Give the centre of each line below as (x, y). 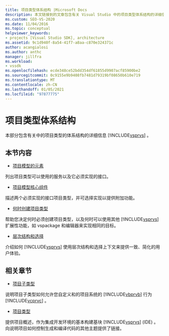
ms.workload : (19, 61)
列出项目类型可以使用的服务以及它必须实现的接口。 (58, 177)
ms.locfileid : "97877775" (32, 94)
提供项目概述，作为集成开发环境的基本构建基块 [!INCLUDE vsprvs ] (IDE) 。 (82, 322)
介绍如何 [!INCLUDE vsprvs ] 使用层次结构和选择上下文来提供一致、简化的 (80, 247)
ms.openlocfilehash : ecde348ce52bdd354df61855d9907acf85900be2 (73, 71)
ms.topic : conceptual (28, 29)
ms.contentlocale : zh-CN (31, 85)
